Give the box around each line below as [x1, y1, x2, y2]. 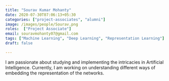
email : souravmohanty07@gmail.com [5, 31, 79, 36]
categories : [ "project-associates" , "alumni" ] [5, 17, 106, 22]
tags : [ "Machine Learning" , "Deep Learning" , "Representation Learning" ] [5, 36, 165, 41]
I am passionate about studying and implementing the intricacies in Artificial [5, 59, 164, 65]
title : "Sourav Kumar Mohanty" [5, 7, 72, 13]
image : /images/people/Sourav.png [5, 21, 79, 27]
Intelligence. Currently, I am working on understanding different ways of [5, 64, 156, 70]
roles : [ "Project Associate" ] [5, 26, 72, 32]
